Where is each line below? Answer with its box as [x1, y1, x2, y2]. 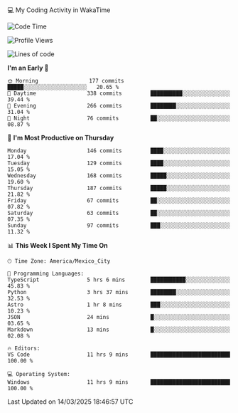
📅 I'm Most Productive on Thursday [7, 134, 114, 142]
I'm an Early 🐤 [7, 63, 49, 72]
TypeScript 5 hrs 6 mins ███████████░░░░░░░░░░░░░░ [7, 276, 231, 283]
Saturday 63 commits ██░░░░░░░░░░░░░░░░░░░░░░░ [7, 209, 231, 216]
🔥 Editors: [7, 345, 40, 352]
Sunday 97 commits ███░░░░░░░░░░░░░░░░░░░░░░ [7, 222, 231, 229]
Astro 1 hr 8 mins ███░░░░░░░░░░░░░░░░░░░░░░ [7, 301, 231, 308]
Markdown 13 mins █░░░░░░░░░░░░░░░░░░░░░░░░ [7, 326, 231, 333]
